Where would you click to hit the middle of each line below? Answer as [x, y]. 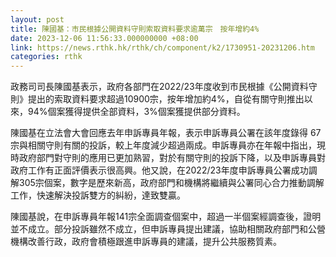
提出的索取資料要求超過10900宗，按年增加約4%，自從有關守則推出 [166, 99]
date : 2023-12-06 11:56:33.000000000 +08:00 [104, 38]
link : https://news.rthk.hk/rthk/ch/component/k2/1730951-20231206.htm [162, 47]
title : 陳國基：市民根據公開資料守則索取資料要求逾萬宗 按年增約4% [135, 29]
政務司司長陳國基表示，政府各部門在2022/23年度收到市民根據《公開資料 [159, 87]
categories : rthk [46, 57]
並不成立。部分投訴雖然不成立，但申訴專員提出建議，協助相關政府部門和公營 [168, 229]
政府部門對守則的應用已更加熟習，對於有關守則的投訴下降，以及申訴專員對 [172, 158]
